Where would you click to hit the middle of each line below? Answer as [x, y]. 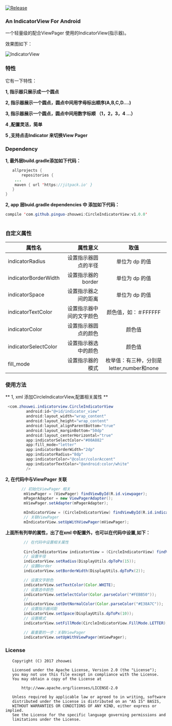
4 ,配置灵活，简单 [24, 124]
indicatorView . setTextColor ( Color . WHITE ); [70, 585]
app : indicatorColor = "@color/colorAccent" [71, 460]
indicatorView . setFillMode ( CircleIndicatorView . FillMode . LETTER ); [96, 623]
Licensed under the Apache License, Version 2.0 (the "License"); [84, 670]
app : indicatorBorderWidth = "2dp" [60, 450]
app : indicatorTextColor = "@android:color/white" [78, 464]
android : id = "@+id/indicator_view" [63, 412]
